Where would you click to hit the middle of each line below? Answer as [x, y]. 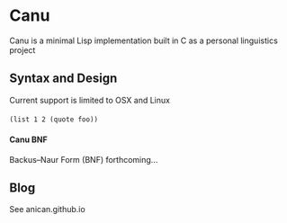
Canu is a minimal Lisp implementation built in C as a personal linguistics [144, 40]
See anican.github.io [47, 210]
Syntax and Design [63, 79]
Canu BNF [28, 139]
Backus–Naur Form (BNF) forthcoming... [84, 159]
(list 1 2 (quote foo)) [54, 120]
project [22, 49]
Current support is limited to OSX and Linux [90, 100]
